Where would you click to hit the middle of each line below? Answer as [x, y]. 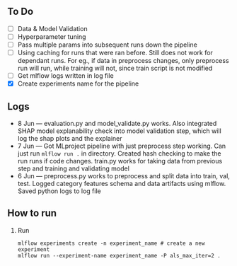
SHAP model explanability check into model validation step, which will [119, 131]
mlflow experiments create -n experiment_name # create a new [111, 243]
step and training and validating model [73, 168]
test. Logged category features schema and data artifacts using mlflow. [122, 184]
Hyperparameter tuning [52, 36]
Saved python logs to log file [59, 191]
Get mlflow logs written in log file [66, 76]
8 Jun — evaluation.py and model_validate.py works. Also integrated [117, 123]
